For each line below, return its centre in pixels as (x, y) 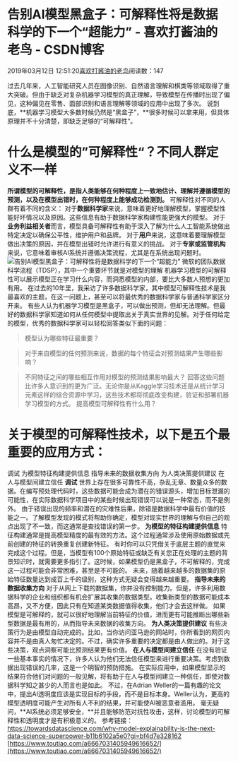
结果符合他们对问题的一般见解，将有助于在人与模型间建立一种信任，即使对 (115, 676)
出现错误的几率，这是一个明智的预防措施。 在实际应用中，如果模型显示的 (119, 667)
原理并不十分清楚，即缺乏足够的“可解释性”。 (72, 121)
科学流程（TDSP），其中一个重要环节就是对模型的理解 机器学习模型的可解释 (117, 270)
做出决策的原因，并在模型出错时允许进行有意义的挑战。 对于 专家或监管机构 (117, 244)
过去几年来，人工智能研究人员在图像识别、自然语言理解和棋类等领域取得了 (115, 85)
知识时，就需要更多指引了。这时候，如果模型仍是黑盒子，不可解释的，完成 (121, 561)
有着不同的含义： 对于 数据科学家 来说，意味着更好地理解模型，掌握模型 (116, 208)
